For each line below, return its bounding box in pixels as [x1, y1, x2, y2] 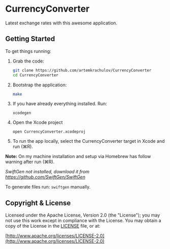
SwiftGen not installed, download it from [5, 169, 90, 175]
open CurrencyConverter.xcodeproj [12, 129, 86, 135]
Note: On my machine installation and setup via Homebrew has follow [5, 153, 151, 160]
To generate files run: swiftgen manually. [5, 184, 91, 190]
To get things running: [5, 48, 52, 54]
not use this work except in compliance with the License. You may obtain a [5, 217, 161, 224]
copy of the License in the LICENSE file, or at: [5, 223, 100, 229]
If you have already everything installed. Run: [12, 101, 108, 107]
